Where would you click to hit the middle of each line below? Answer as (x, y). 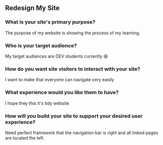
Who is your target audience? (41, 45)
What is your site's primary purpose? (50, 22)
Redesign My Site (32, 8)
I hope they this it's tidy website (37, 103)
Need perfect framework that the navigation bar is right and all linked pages (82, 133)
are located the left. (25, 138)
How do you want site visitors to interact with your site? (73, 69)
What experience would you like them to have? (62, 92)
